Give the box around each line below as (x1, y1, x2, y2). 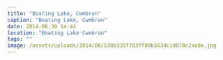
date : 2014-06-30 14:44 (7, 23, 77, 30)
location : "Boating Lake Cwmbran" (7, 29, 108, 37)
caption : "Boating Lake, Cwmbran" (7, 17, 108, 23)
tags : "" (7, 36, 33, 43)
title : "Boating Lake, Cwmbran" (7, 10, 101, 17)
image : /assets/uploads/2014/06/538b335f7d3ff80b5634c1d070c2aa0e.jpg (7, 42, 217, 49)
